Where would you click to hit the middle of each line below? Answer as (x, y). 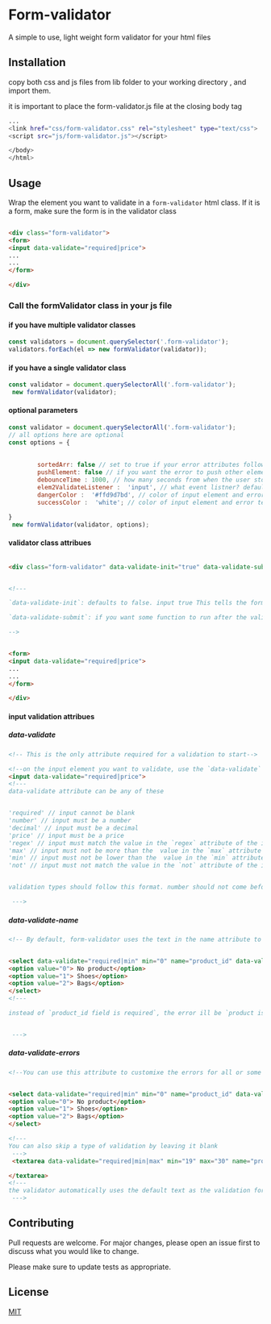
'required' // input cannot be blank (72, 813)
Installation (37, 62)
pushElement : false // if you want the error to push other (140, 473)
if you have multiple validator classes (72, 325)
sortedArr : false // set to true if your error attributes (139, 465)
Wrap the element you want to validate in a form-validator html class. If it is (134, 202)
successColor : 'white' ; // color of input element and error (146, 502)
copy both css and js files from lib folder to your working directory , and (127, 81)
